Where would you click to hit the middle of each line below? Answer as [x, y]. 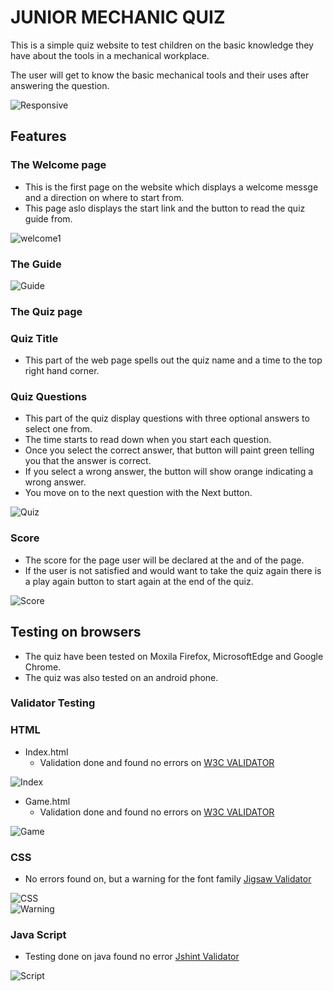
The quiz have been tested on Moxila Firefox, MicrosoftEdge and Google [174, 656]
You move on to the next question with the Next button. [138, 493]
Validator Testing [53, 703]
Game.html [47, 801]
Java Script [38, 934]
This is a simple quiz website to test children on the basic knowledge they [162, 45]
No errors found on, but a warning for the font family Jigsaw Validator [168, 879]
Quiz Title [34, 338]
